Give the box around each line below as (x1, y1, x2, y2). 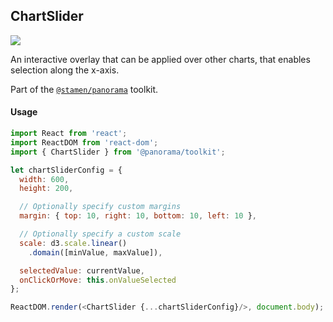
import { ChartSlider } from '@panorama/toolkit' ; (10, 147, 226, 157)
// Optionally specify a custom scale (19, 229, 182, 239)
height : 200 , (19, 184, 74, 194)
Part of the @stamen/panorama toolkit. (10, 83, 159, 95)
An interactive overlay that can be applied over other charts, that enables (10, 53, 311, 65)
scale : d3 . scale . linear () (19, 238, 128, 248)
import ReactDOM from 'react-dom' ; (10, 137, 159, 148)
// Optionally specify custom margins (19, 202, 182, 212)
